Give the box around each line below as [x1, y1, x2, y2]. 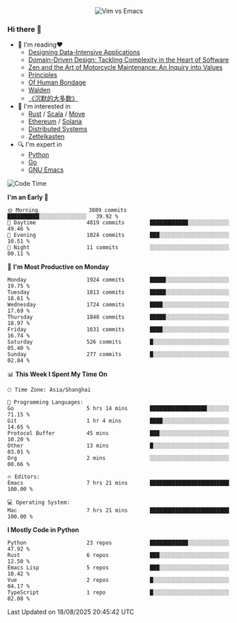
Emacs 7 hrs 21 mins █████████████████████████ [7, 480, 230, 487]
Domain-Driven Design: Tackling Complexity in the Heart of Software [28, 55, 229, 64]
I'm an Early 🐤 [7, 193, 49, 202]
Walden [28, 86, 51, 94]
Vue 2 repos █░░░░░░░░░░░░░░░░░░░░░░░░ [7, 577, 230, 584]
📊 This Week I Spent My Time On [7, 370, 108, 379]
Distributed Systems [28, 125, 88, 133]
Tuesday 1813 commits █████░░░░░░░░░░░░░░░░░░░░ [7, 289, 230, 296]
